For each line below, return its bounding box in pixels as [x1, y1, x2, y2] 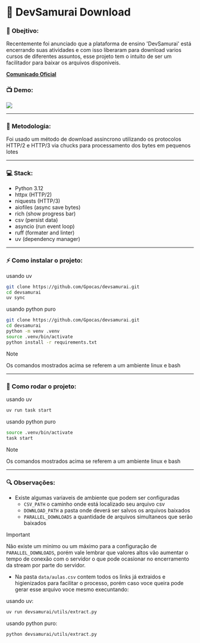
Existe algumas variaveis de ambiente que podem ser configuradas [14, 494, 180, 501]
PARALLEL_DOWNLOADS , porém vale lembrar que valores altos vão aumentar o [6, 549, 189, 556]
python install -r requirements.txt [6, 339, 97, 345]
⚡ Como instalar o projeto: [6, 256, 83, 265]
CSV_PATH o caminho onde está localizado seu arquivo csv [23, 500, 165, 508]
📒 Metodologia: [6, 122, 52, 130]
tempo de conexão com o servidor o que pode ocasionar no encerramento [6, 555, 189, 562]
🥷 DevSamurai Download [6, 5, 131, 19]
